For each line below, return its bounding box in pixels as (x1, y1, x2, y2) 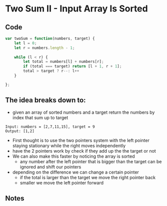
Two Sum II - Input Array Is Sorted (5, 3, 148, 14)
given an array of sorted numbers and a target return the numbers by (12, 109, 155, 115)
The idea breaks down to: (5, 96, 86, 105)
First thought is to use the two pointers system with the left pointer (12, 137, 150, 143)
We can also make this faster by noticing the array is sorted (12, 153, 135, 159)
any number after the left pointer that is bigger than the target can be (19, 158, 162, 165)
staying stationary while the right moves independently (12, 143, 126, 149)
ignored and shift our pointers (19, 164, 81, 170)
